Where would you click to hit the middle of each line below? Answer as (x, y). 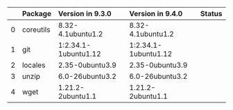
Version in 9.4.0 (156, 13)
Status (211, 13)
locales (34, 65)
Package (37, 13)
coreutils (36, 29)
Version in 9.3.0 (85, 13)
